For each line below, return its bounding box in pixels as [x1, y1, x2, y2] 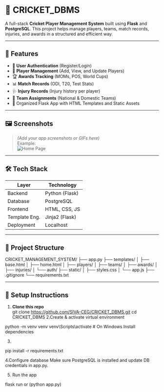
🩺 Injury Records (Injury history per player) [12, 88, 101, 94]
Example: [17, 140, 36, 146]
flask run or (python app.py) [5, 381, 62, 387]
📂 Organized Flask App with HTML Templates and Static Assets [12, 100, 140, 106]
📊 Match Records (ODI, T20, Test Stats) [12, 81, 94, 87]
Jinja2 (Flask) [44, 214, 77, 220]
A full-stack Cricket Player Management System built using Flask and [5, 21, 147, 26]
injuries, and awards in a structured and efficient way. [5, 31, 113, 37]
